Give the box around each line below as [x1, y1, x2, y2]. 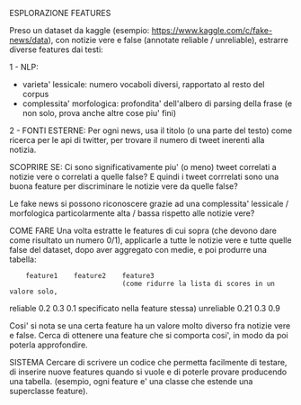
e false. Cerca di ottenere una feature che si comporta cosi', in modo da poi [9, 330, 289, 340]
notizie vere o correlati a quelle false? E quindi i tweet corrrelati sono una [9, 171, 279, 182]
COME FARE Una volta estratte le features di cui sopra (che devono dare [9, 225, 277, 236]
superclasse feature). [9, 386, 88, 396]
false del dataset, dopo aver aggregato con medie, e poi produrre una [9, 245, 268, 255]
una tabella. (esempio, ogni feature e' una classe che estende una [9, 376, 253, 386]
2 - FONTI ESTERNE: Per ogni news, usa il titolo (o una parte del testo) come [9, 125, 293, 136]
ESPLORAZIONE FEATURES [9, 8, 111, 18]
